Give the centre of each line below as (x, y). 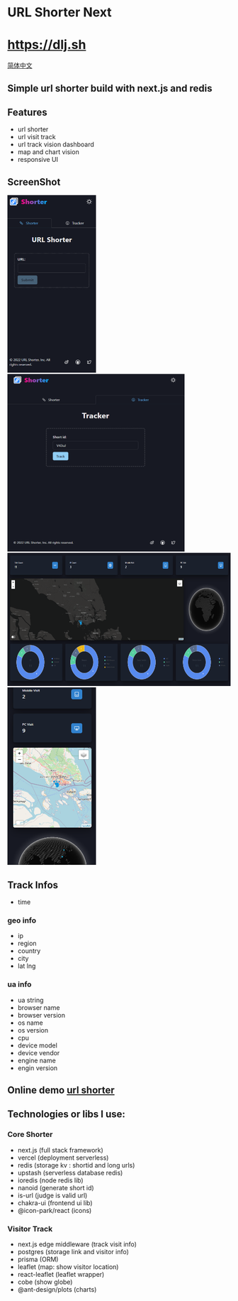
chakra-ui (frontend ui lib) (55, 1203)
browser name (39, 1007)
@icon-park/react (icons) (55, 1210)
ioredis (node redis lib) (50, 1180)
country (29, 951)
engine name (37, 1060)
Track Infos (33, 885)
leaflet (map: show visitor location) (68, 1267)
